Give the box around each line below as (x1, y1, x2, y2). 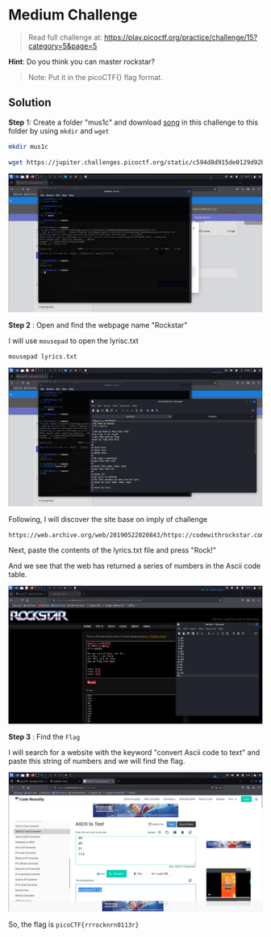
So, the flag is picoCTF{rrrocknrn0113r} (8, 919, 140, 929)
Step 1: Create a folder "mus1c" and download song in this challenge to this (8, 117, 259, 127)
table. (8, 569, 27, 579)
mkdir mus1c (8, 142, 48, 151)
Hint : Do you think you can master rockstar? (8, 57, 156, 66)
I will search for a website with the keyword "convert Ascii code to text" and (8, 748, 261, 757)
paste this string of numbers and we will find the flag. (8, 757, 186, 766)
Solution (8, 95, 52, 110)
